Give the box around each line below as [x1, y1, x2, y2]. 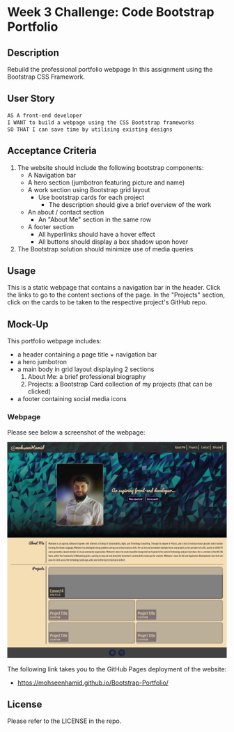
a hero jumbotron [17, 358, 68, 366]
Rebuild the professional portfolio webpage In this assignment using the [7, 65, 213, 73]
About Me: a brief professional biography [27, 373, 146, 381]
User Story [7, 93, 55, 104]
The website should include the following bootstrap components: [17, 163, 204, 171]
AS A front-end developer [7, 112, 82, 119]
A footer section [27, 222, 75, 231]
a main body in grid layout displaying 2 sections [17, 365, 155, 373]
